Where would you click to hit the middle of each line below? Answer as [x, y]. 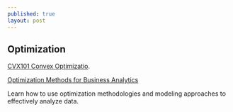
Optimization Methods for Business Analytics [73, 80]
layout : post [27, 21]
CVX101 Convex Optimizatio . [49, 66]
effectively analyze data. [43, 101]
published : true [31, 14]
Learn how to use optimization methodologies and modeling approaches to [117, 94]
